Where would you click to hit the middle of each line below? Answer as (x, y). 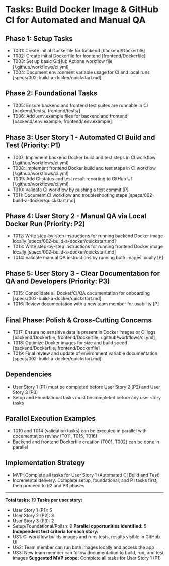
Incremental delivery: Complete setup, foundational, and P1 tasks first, (85, 480)
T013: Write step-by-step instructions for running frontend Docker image (88, 247)
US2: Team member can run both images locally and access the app (83, 547)
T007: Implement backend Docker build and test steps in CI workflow (84, 157)
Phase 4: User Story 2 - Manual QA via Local (76, 216)
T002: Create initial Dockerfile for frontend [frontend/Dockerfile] (79, 56)
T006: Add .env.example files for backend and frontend (70, 116)
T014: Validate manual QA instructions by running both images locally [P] (88, 258)
